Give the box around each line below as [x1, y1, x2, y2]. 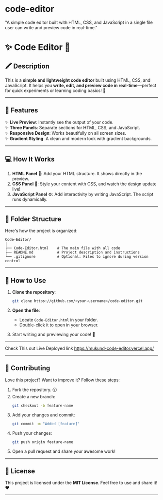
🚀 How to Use [5, 276, 46, 285]
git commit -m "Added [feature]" [12, 421, 80, 426]
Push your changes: [12, 430, 52, 436]
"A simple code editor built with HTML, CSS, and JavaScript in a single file [5, 19, 153, 25]
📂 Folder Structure [5, 215, 62, 223]
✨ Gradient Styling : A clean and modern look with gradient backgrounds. [5, 135, 152, 142]
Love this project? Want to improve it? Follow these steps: [5, 377, 120, 383]
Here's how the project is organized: [5, 228, 78, 234]
